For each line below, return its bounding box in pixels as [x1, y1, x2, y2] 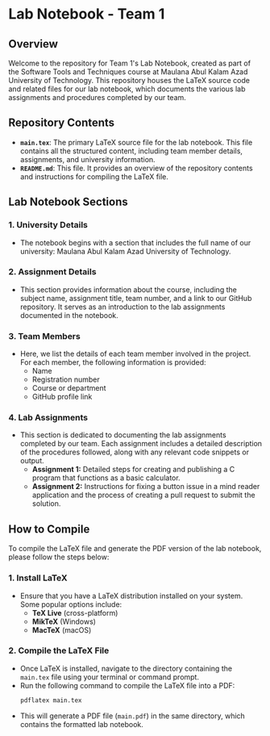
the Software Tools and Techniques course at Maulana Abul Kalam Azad [8, 67, 248, 77]
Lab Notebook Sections [8, 195, 129, 209]
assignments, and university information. [19, 154, 156, 164]
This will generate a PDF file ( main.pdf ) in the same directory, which [19, 711, 246, 721]
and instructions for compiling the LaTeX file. [19, 171, 169, 182]
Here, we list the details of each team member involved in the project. [19, 349, 251, 359]
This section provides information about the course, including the [19, 284, 238, 295]
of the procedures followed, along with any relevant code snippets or [19, 447, 250, 457]
